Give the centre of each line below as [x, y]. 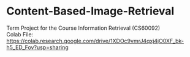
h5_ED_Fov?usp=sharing [37, 47]
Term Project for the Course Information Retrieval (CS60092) [83, 28]
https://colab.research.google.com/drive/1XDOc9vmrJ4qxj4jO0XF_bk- [95, 41]
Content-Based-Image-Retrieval [90, 11]
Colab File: [20, 34]
